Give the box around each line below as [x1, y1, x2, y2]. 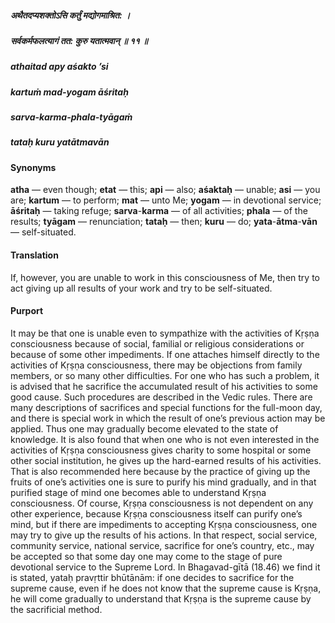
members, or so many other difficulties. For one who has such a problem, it [10, 369, 320, 381]
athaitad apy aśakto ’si [10, 61, 109, 73]
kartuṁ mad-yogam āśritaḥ [10, 86, 129, 98]
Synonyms [10, 161, 57, 173]
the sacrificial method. [10, 603, 103, 615]
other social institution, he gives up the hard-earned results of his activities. [10, 454, 322, 466]
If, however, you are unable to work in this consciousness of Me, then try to [10, 271, 320, 283]
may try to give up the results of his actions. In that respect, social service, [10, 529, 318, 541]
